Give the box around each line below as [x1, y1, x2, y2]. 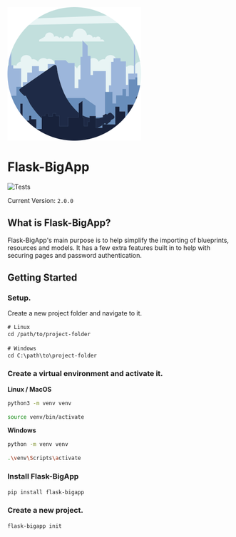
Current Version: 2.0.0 [7, 196, 73, 204]
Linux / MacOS [7, 385, 52, 393]
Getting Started [7, 271, 78, 284]
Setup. [7, 293, 31, 303]
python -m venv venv [7, 441, 69, 448]
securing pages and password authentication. [7, 251, 143, 259]
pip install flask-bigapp [7, 489, 84, 496]
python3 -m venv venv [7, 400, 72, 407]
